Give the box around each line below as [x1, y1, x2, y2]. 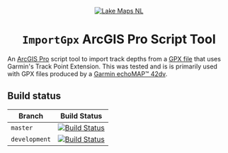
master [11, 123, 33, 132]
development [11, 135, 52, 143]
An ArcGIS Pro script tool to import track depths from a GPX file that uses [7, 54, 222, 63]
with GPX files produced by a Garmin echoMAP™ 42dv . [7, 69, 168, 78]
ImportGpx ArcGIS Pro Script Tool [22, 32, 216, 47]
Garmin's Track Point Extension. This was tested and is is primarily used [7, 62, 218, 71]
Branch [18, 111, 44, 121]
